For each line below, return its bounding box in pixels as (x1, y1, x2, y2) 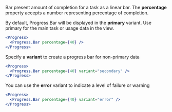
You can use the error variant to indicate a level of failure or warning (5, 82, 150, 88)
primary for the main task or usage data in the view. (5, 25, 114, 31)
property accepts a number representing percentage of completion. (5, 10, 149, 16)
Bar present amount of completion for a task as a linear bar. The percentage (5, 5, 167, 10)
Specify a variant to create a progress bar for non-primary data (5, 54, 140, 60)
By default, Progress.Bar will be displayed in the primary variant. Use (5, 20, 151, 26)
